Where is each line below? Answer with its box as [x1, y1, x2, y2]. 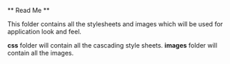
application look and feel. [7, 28, 82, 36]
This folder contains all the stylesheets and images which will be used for [7, 20, 224, 28]
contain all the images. [7, 49, 74, 57]
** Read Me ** [7, 6, 50, 14]
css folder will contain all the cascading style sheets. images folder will [7, 41, 218, 49]
